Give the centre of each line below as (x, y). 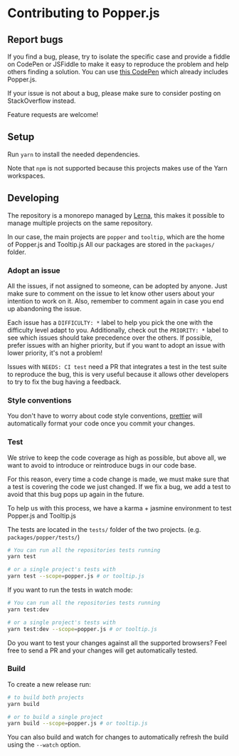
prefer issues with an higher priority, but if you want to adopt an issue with (116, 345)
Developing (33, 198)
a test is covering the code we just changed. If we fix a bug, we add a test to (119, 486)
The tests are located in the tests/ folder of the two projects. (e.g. (104, 529)
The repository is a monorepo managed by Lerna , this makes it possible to (116, 215)
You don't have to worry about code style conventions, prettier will (105, 416)
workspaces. (26, 176)
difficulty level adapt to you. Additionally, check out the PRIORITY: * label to (118, 330)
